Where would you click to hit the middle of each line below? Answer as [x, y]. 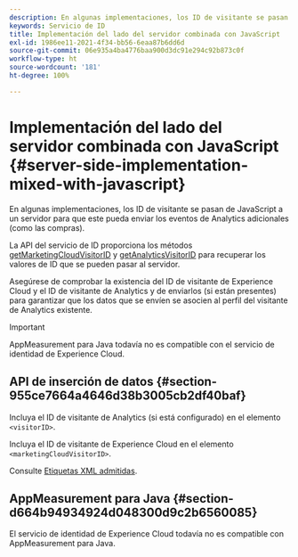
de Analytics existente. [51, 309]
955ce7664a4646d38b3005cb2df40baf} [128, 396]
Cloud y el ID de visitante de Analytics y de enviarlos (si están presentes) [143, 291]
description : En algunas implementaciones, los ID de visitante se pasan [149, 17]
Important [27, 327]
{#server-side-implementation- [129, 165]
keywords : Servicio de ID [57, 26]
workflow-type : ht [43, 59]
